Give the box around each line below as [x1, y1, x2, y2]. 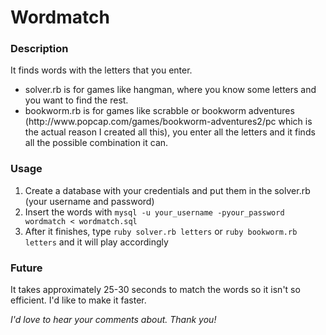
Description [10, 42, 69, 56]
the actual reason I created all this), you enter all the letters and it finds [24, 126, 316, 138]
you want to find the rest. [24, 94, 129, 106]
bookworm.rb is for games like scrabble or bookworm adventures [24, 105, 295, 117]
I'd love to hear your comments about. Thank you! [10, 314, 217, 326]
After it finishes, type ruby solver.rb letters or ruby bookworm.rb [24, 225, 298, 237]
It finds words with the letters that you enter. [10, 64, 193, 76]
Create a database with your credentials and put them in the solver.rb [24, 184, 311, 196]
